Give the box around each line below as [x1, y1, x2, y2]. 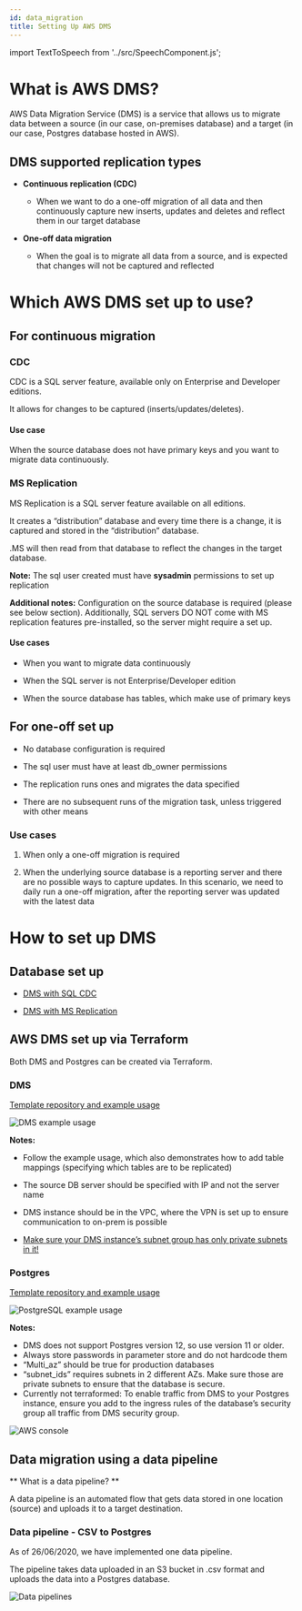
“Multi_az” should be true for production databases [22, 1359, 215, 1370]
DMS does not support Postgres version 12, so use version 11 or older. [22, 1340, 285, 1351]
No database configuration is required [22, 743, 166, 754]
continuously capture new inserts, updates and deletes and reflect [35, 206, 285, 216]
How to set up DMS [9, 928, 156, 949]
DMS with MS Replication [22, 1005, 118, 1016]
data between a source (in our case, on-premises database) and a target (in [9, 118, 294, 129]
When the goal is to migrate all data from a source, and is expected [35, 251, 288, 262]
